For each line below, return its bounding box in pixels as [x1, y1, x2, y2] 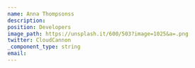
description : [7, 17, 46, 24]
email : [7, 50, 27, 57]
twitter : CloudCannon [7, 37, 72, 44]
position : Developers [7, 23, 72, 30]
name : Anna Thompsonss [7, 10, 74, 18]
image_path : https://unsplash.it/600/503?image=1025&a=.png [7, 30, 189, 38]
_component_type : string [7, 43, 81, 50]
